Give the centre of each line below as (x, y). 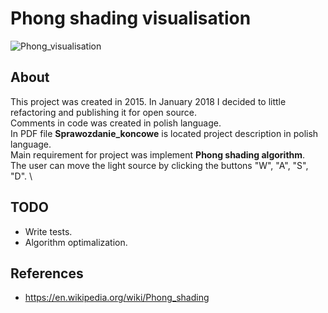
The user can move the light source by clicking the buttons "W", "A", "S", (159, 165)
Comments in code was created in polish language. (116, 123)
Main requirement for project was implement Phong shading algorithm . (158, 154)
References (47, 273)
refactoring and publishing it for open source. (104, 112)
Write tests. (48, 231)
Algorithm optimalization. (76, 242)
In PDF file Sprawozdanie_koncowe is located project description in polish (164, 133)
